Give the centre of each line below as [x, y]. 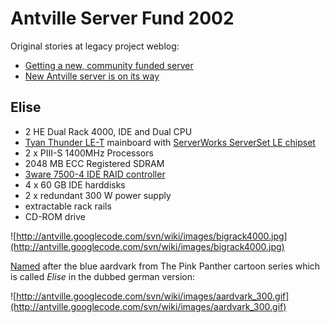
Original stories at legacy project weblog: [95, 46]
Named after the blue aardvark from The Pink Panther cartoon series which [165, 266]
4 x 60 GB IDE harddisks [75, 184]
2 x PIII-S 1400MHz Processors [89, 153]
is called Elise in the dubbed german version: [103, 276]
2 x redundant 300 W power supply [98, 195]
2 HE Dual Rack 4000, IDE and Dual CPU [108, 131]
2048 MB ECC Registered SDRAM [94, 163]
